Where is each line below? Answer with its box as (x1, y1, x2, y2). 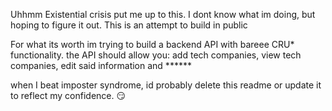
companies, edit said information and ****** (10, 60, 192, 71)
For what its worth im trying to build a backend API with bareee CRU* (10, 39, 295, 50)
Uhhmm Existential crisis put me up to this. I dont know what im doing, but (10, 9, 316, 20)
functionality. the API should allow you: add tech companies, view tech (10, 49, 302, 61)
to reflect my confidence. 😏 (10, 90, 127, 101)
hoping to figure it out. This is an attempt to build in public (10, 19, 248, 31)
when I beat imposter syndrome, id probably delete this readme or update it (10, 79, 322, 91)
